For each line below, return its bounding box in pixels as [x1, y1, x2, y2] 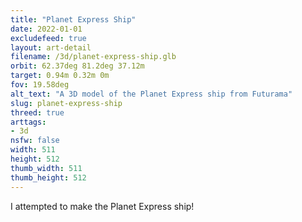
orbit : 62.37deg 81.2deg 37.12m [10, 61, 145, 71]
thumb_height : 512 [10, 172, 87, 183]
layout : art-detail [10, 42, 92, 53]
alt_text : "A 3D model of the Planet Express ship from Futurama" [10, 89, 293, 99]
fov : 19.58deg [10, 80, 70, 90]
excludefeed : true [10, 33, 87, 43]
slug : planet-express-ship [10, 98, 123, 108]
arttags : [10, 117, 47, 127]
